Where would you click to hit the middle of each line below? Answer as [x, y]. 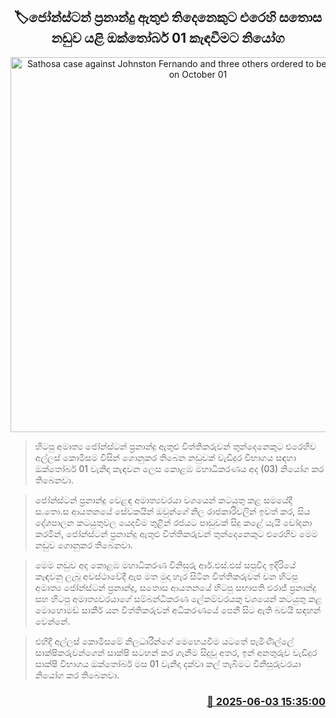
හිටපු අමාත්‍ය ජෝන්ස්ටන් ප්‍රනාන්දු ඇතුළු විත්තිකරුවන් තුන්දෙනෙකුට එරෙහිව [175, 446]
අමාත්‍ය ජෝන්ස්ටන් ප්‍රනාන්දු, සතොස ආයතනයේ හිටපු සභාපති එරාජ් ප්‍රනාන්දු [175, 587]
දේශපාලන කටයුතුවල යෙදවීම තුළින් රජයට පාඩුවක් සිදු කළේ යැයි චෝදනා [173, 522]
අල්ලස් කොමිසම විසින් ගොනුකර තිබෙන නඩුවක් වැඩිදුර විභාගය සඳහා [165, 457]
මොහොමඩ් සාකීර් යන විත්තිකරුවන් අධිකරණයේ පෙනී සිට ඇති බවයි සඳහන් [178, 610]
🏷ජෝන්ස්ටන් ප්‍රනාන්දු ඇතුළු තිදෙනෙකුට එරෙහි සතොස [168, 17]
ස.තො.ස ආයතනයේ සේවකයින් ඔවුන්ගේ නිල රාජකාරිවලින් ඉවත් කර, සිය [172, 511]
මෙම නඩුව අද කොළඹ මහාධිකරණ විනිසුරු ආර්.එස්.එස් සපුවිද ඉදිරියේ [165, 565]
